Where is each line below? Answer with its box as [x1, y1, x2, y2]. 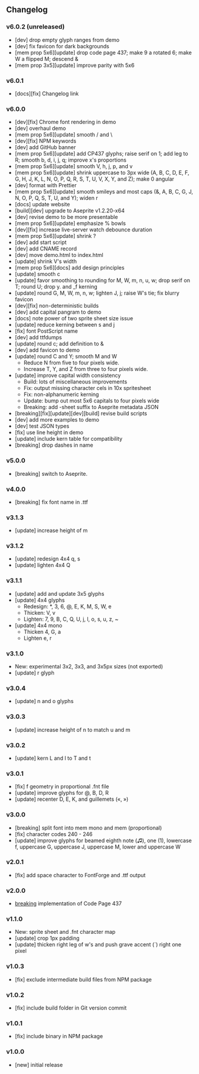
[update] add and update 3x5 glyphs [14, 590, 105, 597]
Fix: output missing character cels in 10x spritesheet [23, 385, 151, 392]
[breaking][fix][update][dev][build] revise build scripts [14, 410, 147, 417]
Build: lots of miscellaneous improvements [23, 378, 128, 385]
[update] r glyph [14, 669, 55, 676]
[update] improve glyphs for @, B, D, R [14, 790, 109, 797]
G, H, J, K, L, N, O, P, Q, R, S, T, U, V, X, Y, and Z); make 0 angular [14, 175, 175, 182]
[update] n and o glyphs [14, 698, 74, 705]
